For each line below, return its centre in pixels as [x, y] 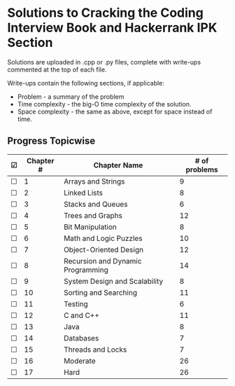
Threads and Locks [95, 350]
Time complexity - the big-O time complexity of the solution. [104, 104]
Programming [86, 270]
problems [202, 170]
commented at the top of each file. [57, 69]
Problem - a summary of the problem [71, 97]
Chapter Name [118, 165]
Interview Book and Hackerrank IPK [112, 28]
